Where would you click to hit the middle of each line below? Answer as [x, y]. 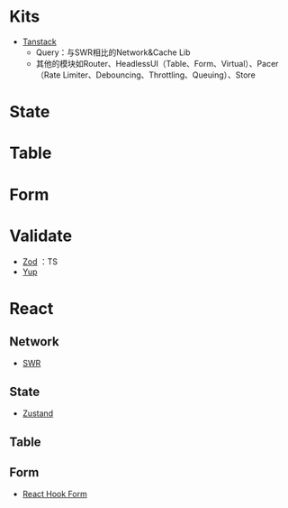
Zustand [38, 413]
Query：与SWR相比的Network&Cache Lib [113, 52]
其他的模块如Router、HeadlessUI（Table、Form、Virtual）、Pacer [157, 63]
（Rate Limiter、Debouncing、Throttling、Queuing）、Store [146, 75]
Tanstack [39, 42]
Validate [41, 236]
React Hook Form [54, 494]
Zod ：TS [40, 262]
